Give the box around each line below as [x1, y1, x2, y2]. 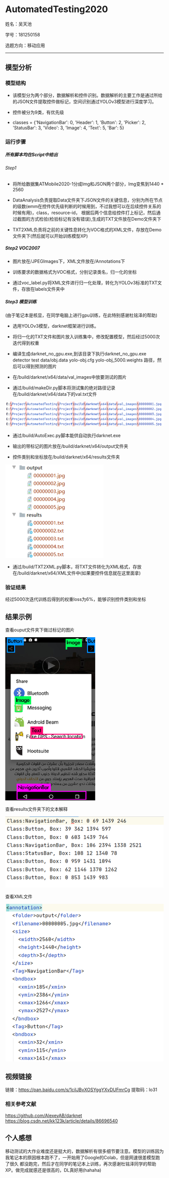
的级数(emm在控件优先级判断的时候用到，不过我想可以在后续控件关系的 [12, 203, 161, 210]
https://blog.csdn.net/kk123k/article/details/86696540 [5, 1117, 118, 1124]
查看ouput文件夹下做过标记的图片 [5, 627, 75, 633]
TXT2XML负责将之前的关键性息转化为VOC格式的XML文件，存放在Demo [12, 227, 162, 233]
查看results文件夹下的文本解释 [5, 806, 68, 812]
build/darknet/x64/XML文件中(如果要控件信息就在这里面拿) [18, 570, 141, 576]
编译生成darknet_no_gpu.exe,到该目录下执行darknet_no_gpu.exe [12, 351, 147, 357]
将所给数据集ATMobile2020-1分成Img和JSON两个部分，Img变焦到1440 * [12, 181, 164, 187]
